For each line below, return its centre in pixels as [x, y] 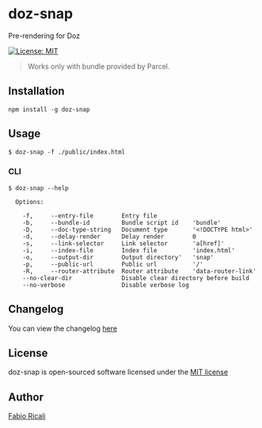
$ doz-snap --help [38, 188]
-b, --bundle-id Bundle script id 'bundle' [122, 222]
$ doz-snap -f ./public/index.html [67, 152]
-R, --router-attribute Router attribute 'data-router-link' [140, 271]
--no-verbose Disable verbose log [106, 285]
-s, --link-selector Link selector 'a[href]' [123, 243]
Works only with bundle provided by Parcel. [99, 66]
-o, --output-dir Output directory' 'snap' [118, 257]
